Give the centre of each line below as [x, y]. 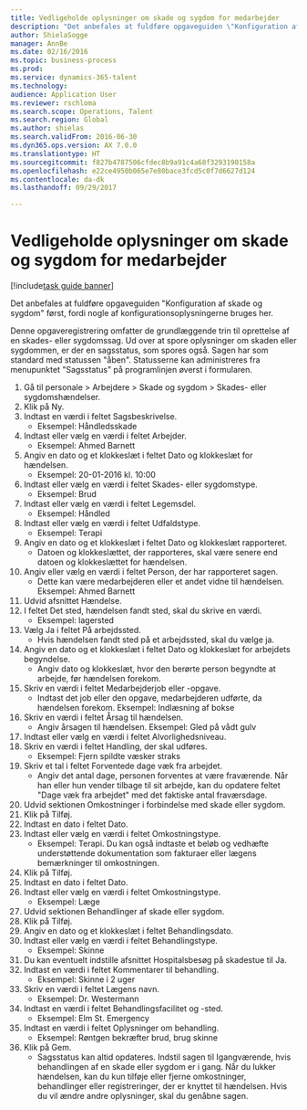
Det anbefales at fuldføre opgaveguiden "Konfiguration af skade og [137, 303]
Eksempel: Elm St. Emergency [93, 1019]
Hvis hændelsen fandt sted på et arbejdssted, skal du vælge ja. [156, 640]
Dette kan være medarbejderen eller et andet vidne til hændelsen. [161, 582]
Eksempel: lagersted [76, 620]
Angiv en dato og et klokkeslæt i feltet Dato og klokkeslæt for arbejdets [157, 650]
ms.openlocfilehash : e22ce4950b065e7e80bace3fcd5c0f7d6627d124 [133, 171]
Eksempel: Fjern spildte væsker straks [109, 756]
